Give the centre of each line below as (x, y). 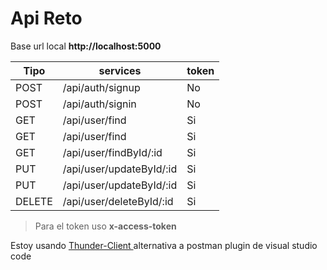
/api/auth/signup (101, 87)
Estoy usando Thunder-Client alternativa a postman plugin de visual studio (164, 245)
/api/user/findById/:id (112, 152)
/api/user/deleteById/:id (118, 201)
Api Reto (46, 18)
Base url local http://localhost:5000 (86, 46)
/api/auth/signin (99, 104)
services (120, 70)
